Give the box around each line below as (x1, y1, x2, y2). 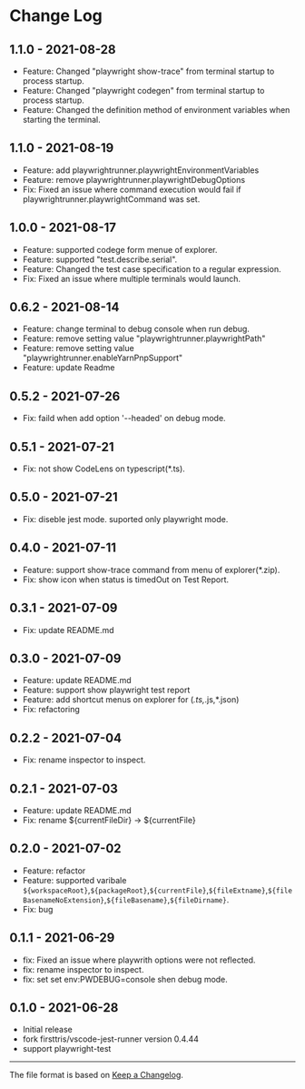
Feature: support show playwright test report (22, 684, 191, 696)
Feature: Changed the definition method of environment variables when (22, 105, 290, 115)
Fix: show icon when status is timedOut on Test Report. (22, 574, 230, 585)
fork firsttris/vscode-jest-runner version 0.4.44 (22, 1034, 200, 1044)
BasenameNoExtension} (22, 895, 104, 905)
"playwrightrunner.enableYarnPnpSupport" (22, 352, 183, 364)
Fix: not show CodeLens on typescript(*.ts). (22, 463, 186, 474)
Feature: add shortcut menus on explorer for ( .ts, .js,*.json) (22, 694, 240, 705)
